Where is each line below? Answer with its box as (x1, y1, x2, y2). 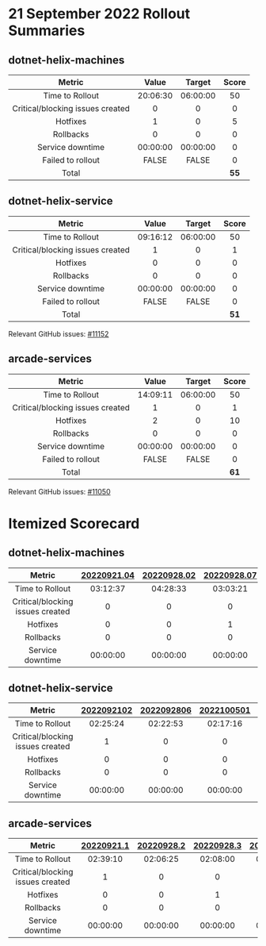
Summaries (8, 21, 85, 40)
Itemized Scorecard (8, 514, 140, 533)
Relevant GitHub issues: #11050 (8, 486, 111, 496)
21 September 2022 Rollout (8, 5, 191, 23)
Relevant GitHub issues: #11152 (8, 329, 109, 338)
